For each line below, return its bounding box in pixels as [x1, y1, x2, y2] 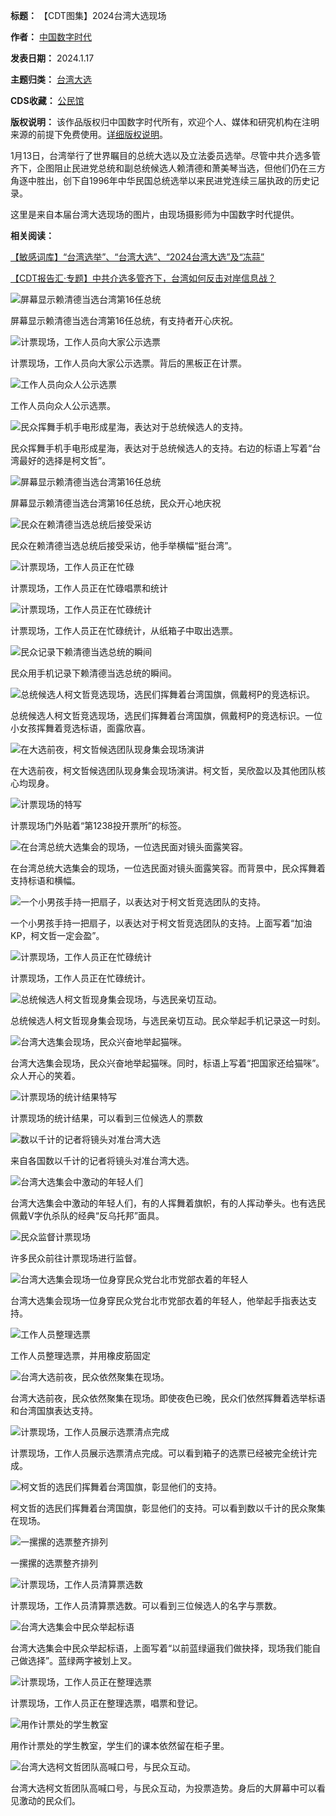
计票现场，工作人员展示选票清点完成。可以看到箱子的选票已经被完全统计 [10, 1447, 308, 1459]
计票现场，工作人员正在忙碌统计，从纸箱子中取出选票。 [10, 625, 238, 636]
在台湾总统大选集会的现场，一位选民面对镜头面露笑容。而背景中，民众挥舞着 [10, 862, 326, 874]
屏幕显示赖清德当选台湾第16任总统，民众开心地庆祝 [10, 497, 222, 509]
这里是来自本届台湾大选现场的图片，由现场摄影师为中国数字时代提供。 [10, 209, 300, 220]
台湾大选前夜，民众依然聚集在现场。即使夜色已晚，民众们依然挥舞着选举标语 [10, 1392, 326, 1404]
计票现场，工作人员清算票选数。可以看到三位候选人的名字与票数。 [10, 1600, 282, 1611]
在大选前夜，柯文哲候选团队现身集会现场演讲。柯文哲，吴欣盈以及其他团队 [10, 765, 317, 776]
